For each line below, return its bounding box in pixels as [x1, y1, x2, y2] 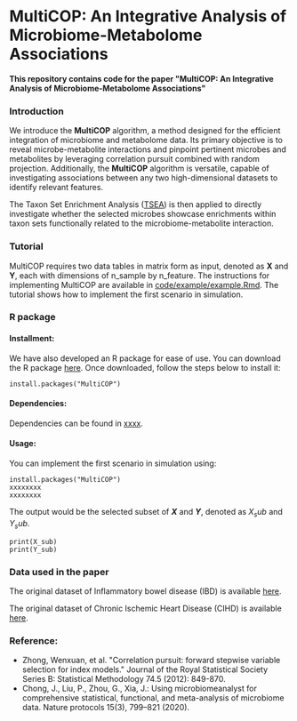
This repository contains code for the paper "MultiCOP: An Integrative [9, 73, 274, 84]
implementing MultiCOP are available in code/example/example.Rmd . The [9, 279, 279, 290]
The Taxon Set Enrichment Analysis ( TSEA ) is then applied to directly [9, 199, 262, 210]
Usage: [9, 438, 37, 449]
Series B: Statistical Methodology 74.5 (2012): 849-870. [21, 674, 226, 685]
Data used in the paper [9, 565, 109, 578]
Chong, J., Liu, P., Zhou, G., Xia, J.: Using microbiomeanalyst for [21, 683, 258, 694]
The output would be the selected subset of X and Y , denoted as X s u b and [9, 507, 283, 519]
